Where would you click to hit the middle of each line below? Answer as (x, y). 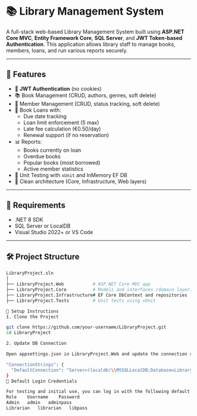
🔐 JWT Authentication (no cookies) (58, 88)
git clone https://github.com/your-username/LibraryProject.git (86, 327)
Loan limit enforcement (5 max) (61, 122)
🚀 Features (26, 74)
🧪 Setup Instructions (33, 311)
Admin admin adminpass (39, 403)
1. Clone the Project (33, 317)
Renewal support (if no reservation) (66, 135)
